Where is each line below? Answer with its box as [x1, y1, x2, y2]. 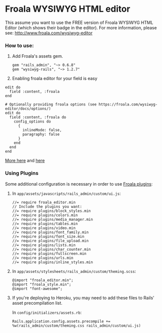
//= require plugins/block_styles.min [12, 208, 91, 213]
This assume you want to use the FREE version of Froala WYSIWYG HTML [5, 20, 153, 25]
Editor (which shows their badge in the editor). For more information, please [5, 24, 157, 30]
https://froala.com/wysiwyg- [98, 102, 158, 107]
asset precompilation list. [12, 300, 63, 306]
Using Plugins [5, 170, 39, 177]
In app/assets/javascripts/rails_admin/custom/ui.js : [12, 190, 121, 196]
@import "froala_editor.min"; [12, 277, 74, 283]
